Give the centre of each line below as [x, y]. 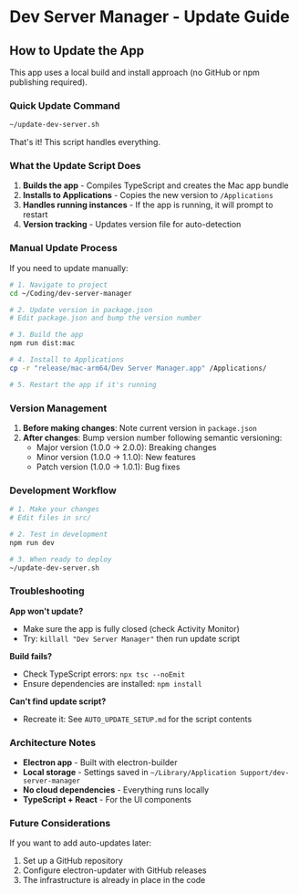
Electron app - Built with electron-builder [100, 763]
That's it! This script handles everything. [85, 142]
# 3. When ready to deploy [61, 559]
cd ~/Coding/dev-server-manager [71, 293]
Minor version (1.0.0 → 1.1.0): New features [116, 457]
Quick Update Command [65, 105]
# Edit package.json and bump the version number [106, 318]
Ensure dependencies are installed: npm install [112, 683]
